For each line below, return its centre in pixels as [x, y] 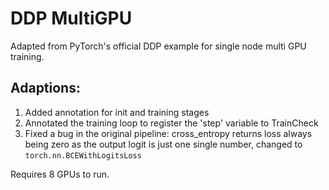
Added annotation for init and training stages [117, 112]
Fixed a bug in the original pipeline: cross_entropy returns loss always [168, 133]
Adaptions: [45, 88]
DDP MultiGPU [71, 18]
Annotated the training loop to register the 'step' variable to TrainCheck [171, 123]
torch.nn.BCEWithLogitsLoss [83, 155]
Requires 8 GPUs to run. [60, 174]
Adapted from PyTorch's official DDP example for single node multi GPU [158, 46]
